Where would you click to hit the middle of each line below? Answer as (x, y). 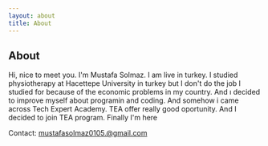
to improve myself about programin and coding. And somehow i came (124, 100)
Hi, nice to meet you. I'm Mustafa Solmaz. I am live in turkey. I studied (123, 75)
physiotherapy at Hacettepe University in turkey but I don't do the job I (125, 83)
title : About (30, 23)
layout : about (32, 16)
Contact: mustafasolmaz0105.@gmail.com (78, 133)
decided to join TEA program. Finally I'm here (83, 118)
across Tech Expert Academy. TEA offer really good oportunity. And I (122, 109)
